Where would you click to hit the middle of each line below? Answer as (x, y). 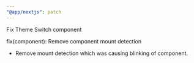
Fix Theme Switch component (44, 29)
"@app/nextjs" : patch (34, 12)
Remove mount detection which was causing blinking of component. (102, 53)
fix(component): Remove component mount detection (74, 41)
